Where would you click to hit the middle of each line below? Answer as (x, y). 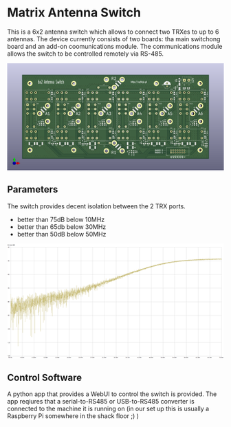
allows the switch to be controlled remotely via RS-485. (85, 54)
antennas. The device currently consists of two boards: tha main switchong (114, 39)
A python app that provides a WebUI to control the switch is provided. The (112, 394)
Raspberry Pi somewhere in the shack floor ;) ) (73, 416)
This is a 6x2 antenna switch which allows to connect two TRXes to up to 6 (113, 32)
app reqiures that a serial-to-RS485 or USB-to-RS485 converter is (101, 402)
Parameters (33, 189)
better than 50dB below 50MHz (62, 234)
